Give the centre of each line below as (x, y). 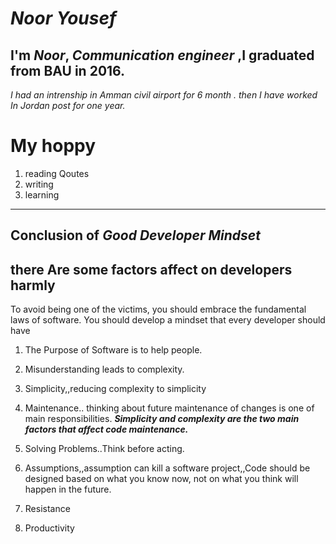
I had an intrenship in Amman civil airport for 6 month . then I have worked (164, 95)
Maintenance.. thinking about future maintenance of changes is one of (169, 408)
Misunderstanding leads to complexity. (104, 369)
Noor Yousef (63, 18)
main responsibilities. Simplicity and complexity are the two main (162, 419)
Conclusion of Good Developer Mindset (135, 235)
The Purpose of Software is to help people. (113, 350)
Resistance (47, 509)
